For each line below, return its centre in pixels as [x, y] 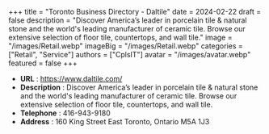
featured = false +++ [43, 63]
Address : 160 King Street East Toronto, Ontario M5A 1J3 [115, 121]
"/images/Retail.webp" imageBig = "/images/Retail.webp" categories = [126, 46]
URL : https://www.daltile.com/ [71, 79]
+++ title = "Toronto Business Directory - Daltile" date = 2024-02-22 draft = [135, 12]
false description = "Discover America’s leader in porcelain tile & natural [128, 20]
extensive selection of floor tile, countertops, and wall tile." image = [120, 37]
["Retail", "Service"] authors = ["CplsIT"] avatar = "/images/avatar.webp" [130, 54]
